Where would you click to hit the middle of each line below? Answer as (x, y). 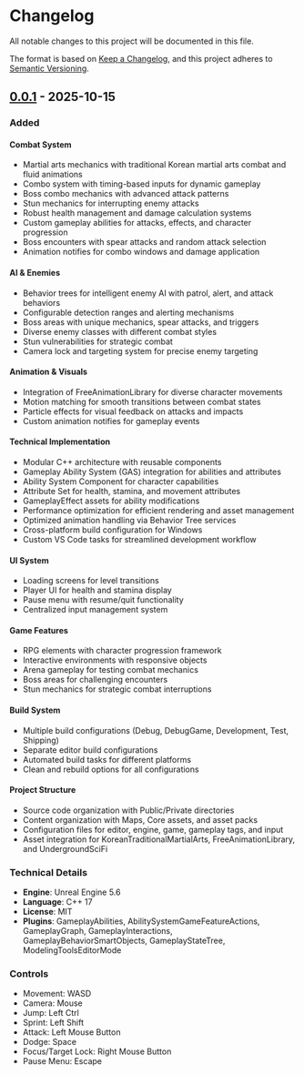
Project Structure (43, 790)
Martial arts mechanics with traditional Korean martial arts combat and (154, 165)
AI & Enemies (35, 273)
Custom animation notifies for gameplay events (111, 421)
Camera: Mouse (53, 1003)
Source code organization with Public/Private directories (128, 810)
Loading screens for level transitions (91, 581)
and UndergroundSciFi (65, 848)
